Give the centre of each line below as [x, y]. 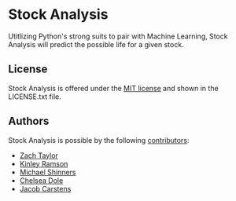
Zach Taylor [39, 155]
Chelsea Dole [41, 180]
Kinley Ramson [44, 163]
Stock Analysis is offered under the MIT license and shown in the [113, 88]
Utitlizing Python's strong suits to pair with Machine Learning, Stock [118, 36]
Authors [29, 121]
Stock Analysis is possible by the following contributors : [99, 140]
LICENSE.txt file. [35, 97]
